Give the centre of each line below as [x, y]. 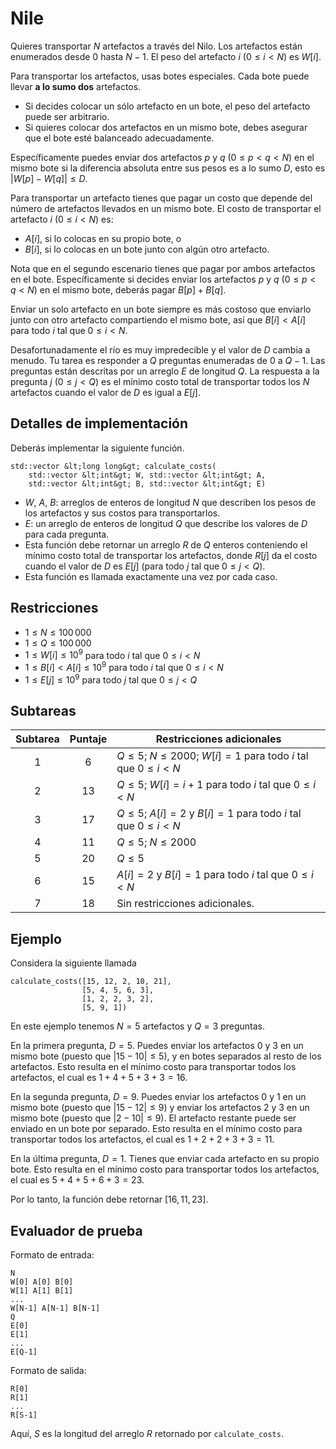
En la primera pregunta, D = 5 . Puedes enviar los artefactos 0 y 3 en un [157, 1046]
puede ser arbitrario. [67, 116]
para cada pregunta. [67, 534]
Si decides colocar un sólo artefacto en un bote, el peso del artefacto [167, 106]
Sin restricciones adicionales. [185, 904]
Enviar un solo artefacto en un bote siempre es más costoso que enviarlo [161, 309]
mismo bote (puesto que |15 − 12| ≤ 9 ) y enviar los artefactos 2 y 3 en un [160, 1108]
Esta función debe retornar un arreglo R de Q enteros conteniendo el [166, 544]
